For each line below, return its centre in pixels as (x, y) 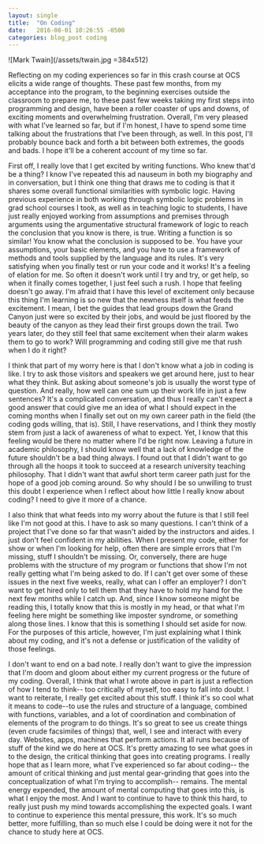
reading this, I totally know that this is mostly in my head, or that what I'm (126, 607)
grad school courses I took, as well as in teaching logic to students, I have (128, 208)
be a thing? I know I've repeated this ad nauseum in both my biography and (130, 174)
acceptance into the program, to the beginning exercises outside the (119, 92)
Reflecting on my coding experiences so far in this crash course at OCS (124, 75)
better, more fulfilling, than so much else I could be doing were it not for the (131, 823)
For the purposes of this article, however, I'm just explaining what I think (125, 633)
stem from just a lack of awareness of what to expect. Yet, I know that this (128, 433)
